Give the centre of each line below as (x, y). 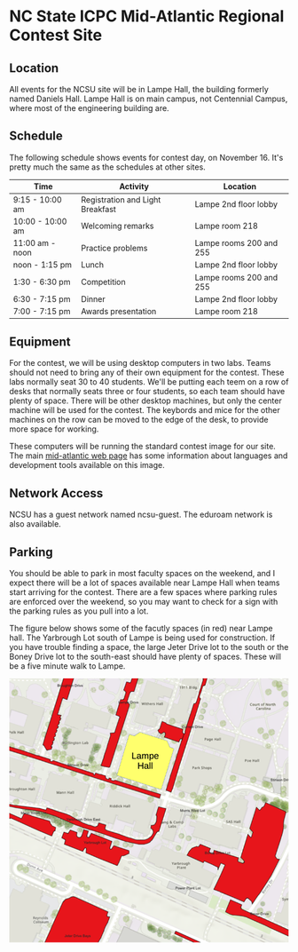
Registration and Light (121, 199)
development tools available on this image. (87, 465)
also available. (35, 524)
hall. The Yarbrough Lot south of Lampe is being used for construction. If (142, 638)
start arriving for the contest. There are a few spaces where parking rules (143, 592)
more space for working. (54, 429)
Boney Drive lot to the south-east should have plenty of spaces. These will (145, 656)
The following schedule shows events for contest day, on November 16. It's (146, 157)
